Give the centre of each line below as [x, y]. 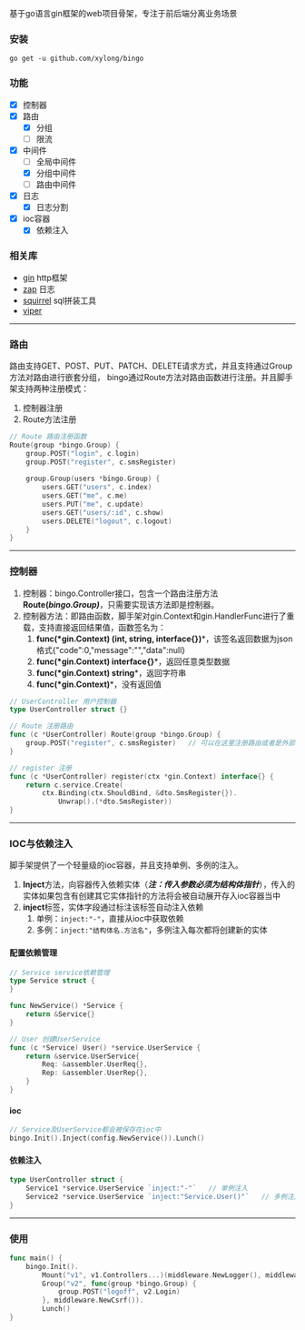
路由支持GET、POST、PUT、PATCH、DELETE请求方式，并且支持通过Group [151, 366]
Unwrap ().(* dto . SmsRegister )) [115, 802]
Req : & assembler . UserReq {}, [95, 1064]
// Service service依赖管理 [60, 972]
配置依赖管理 [33, 952]
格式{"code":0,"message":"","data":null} [111, 650]
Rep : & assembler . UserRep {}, [95, 1073]
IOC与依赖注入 [41, 844]
